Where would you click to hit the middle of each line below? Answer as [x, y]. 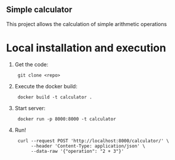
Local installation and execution [86, 48]
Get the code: [31, 64]
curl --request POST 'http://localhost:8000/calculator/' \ [93, 141]
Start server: [30, 108]
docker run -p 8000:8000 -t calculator [67, 119]
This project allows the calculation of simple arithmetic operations [87, 24]
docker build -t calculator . [55, 97]
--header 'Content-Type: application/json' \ [88, 146]
